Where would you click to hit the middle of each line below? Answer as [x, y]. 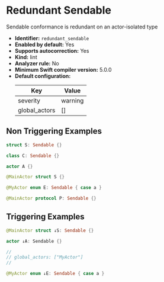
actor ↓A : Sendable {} [34, 241]
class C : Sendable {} [33, 156]
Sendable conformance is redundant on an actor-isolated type [82, 27]
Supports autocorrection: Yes [52, 50]
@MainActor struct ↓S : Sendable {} [50, 230]
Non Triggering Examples [54, 131]
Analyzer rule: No [37, 63]
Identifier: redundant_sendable [52, 38]
